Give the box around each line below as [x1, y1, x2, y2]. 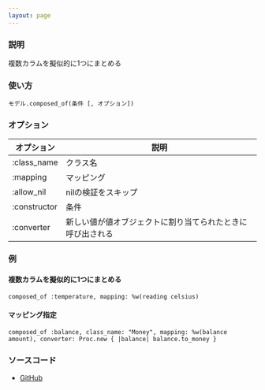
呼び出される [65, 228, 114, 239]
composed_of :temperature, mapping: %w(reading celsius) [8, 292, 200, 300]
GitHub [19, 373, 43, 383]
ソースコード [8, 355, 57, 366]
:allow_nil [12, 186, 47, 197]
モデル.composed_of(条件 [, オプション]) [8, 100, 134, 108]
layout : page [8, 11, 51, 20]
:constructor [12, 201, 58, 212]
